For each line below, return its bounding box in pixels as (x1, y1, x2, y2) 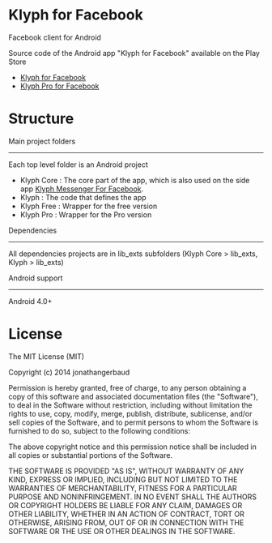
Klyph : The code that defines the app (19, 192, 147, 202)
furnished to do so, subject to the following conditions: (8, 425, 190, 435)
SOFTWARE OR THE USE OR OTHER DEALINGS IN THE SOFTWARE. (8, 526, 236, 536)
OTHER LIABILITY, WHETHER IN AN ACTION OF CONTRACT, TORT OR (8, 509, 244, 519)
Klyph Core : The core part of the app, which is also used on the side (19, 175, 250, 185)
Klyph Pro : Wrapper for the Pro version (19, 209, 152, 220)
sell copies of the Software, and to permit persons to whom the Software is (8, 417, 259, 427)
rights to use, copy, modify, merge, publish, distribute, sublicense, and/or (8, 408, 253, 418)
